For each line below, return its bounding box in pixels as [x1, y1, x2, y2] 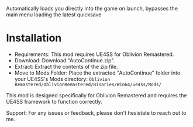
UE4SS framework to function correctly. [6, 98, 102, 105]
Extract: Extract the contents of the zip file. [14, 63, 118, 70]
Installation [6, 31, 62, 45]
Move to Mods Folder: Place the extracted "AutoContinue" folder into [14, 69, 181, 76]
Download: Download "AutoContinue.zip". [14, 57, 115, 63]
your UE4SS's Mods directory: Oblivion [14, 75, 111, 82]
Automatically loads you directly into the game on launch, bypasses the [6, 5, 178, 12]
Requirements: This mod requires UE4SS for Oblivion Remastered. [14, 51, 174, 58]
